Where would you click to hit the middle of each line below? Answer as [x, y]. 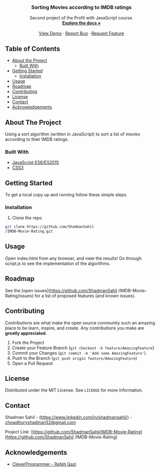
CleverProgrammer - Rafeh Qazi [44, 464]
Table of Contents [33, 48]
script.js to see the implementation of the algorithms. [58, 263]
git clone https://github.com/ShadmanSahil [50, 227]
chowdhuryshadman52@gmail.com [40, 422]
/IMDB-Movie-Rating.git [29, 231]
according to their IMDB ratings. [37, 139]
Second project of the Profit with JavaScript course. [81, 18]
